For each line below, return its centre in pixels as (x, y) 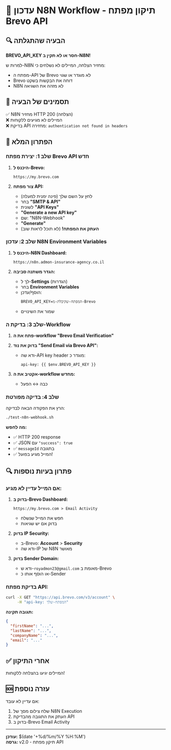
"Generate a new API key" (49, 212)
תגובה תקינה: (20, 612)
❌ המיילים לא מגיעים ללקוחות (34, 120)
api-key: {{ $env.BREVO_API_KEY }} (58, 365)
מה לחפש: (16, 427)
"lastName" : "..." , (31, 630)
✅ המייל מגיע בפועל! (33, 454)
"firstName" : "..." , (32, 626)
